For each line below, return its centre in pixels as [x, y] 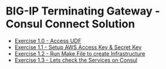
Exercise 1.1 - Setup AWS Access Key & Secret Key [78, 47]
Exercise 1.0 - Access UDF [48, 41]
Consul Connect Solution [70, 24]
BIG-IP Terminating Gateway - [83, 11]
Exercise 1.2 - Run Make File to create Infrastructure [80, 53]
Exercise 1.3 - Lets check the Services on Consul [76, 60]
